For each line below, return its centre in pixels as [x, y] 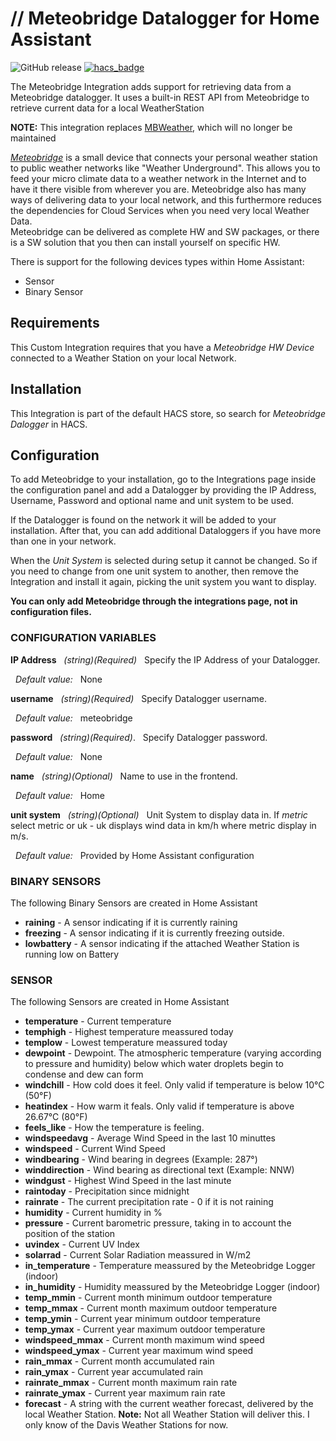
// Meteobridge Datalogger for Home [165, 18]
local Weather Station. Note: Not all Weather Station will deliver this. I [167, 1414]
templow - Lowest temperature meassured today [126, 1043]
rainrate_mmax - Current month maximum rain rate [131, 1383]
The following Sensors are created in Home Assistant [120, 1002]
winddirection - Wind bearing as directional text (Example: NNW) [159, 1170]
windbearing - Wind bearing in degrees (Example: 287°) [141, 1159]
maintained [33, 138]
